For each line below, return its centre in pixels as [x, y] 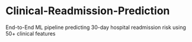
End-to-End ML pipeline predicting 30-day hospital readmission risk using [96, 27]
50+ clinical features [31, 33]
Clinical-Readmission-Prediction [88, 11]
